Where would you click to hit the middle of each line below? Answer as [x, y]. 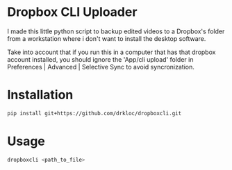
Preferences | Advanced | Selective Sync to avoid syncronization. [101, 67]
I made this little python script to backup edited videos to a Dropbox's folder [116, 31]
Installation [40, 95]
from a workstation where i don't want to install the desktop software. [107, 38]
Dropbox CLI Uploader [72, 12]
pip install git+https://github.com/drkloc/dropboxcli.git [94, 113]
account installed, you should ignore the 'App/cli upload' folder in [100, 59]
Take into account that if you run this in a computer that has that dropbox [111, 52]
